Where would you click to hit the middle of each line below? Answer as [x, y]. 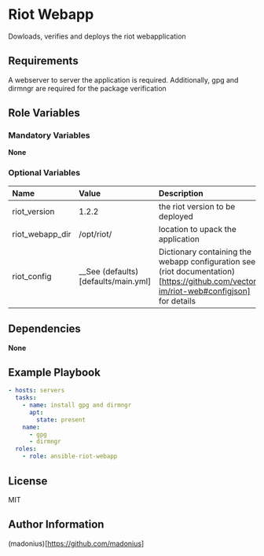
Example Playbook [54, 372]
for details [177, 300]
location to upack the [198, 229]
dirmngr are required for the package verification [87, 88]
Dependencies [44, 329]
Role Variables [44, 113]
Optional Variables [44, 173]
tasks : [26, 398]
